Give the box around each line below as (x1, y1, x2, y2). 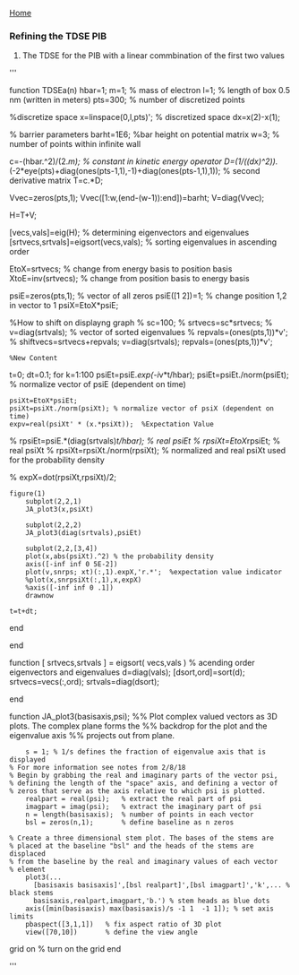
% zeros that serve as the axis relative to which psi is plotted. (9, 787, 267, 796)
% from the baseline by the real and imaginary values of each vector (9, 858, 278, 867)
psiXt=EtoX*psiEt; (9, 396, 78, 406)
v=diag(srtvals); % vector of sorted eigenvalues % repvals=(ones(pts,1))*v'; (9, 327, 288, 338)
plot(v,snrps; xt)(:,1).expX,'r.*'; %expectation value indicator (25, 568, 282, 577)
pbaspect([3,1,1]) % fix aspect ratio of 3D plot (25, 920, 222, 929)
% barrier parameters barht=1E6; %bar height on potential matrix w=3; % (9, 129, 280, 140)
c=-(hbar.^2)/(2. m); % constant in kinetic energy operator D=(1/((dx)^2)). (9, 156, 278, 167)
